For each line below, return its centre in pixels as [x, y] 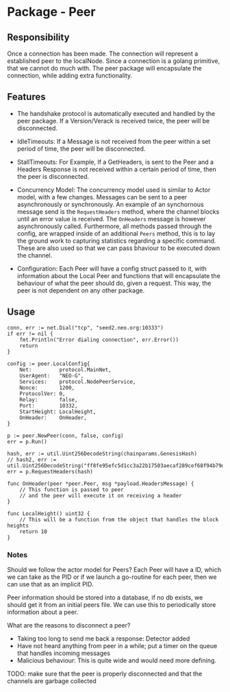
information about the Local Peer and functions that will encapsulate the [119, 275]
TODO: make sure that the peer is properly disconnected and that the [105, 674]
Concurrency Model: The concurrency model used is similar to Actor [114, 190]
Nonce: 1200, [47, 388]
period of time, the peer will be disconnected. [81, 149]
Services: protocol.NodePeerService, [78, 382]
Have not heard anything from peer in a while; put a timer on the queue [117, 645]
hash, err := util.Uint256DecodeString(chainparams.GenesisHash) [102, 454]
